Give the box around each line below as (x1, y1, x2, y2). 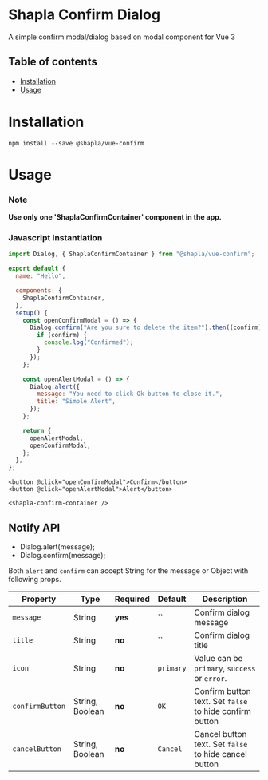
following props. (8, 575, 61, 584)
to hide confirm (194, 706, 251, 717)
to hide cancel (194, 749, 247, 760)
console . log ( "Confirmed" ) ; (43, 339, 134, 346)
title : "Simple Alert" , (37, 398, 116, 406)
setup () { (15, 309, 48, 317)
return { (22, 426, 52, 434)
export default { (8, 265, 66, 273)
